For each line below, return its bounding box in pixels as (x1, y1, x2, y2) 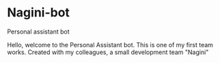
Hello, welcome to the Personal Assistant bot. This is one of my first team (7, 40, 214, 49)
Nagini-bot (7, 5, 70, 21)
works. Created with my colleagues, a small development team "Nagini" (7, 48, 209, 56)
